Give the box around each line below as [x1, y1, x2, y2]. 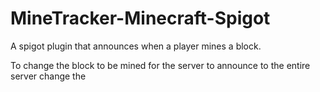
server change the [10, 70, 87, 82]
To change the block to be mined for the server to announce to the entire [10, 59, 311, 71]
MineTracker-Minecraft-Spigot [10, 7, 271, 30]
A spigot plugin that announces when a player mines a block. [10, 40, 262, 52]
